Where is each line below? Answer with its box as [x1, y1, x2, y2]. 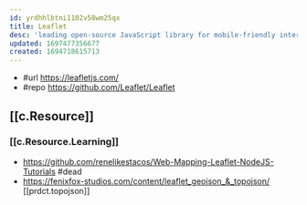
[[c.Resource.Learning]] [9, 136, 120, 149]
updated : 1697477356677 [9, 38, 101, 48]
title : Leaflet [9, 22, 68, 31]
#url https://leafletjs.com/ [22, 72, 119, 83]
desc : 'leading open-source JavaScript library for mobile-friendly [9, 30, 276, 39]
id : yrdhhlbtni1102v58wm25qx [9, 13, 121, 23]
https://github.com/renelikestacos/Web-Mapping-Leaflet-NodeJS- [22, 156, 274, 167]
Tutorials [22, 166, 57, 177]
